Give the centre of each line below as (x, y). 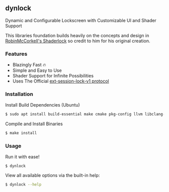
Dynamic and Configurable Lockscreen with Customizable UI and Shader (81, 20)
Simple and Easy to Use (37, 70)
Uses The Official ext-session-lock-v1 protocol (61, 81)
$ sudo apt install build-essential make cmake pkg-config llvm (74, 114)
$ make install (21, 133)
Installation (19, 94)
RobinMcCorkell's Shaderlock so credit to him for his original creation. (78, 41)
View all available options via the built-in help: (53, 175)
